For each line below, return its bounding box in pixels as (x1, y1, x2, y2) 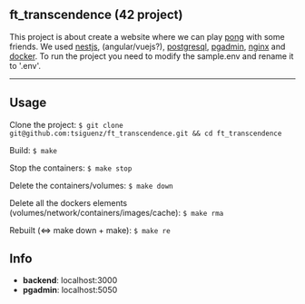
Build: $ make (9, 144, 57, 155)
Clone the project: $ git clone (9, 119, 124, 130)
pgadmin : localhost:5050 (22, 285, 118, 296)
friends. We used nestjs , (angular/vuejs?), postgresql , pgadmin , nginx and (9, 41, 286, 52)
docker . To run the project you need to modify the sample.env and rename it (9, 50, 294, 62)
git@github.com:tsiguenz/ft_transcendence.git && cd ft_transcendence (9, 129, 282, 138)
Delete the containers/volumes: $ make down (9, 180, 174, 191)
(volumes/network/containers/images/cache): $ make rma (9, 207, 224, 218)
